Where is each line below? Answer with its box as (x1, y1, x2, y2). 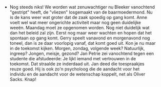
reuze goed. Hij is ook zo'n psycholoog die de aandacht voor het (9, 66, 140, 72)
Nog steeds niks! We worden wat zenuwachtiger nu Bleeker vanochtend (9, 4, 155, 10)
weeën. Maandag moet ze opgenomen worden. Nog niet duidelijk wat (9, 25, 150, 31)
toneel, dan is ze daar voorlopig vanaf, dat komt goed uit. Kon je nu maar (9, 40, 156, 46)
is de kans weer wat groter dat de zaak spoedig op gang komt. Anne (9, 15, 147, 20)
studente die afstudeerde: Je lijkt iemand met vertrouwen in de (9, 56, 136, 61)
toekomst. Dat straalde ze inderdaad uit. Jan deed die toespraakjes (9, 61, 145, 67)
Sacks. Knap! (9, 76, 37, 82)
